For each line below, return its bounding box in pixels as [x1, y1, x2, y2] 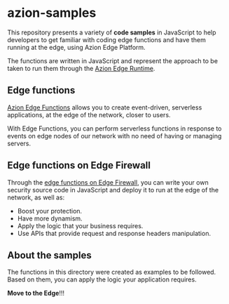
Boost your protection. [17, 206, 83, 215]
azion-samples [7, 5, 97, 21]
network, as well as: [7, 193, 65, 201]
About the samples [7, 249, 92, 261]
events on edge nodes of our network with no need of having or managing [7, 131, 222, 140]
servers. [7, 139, 32, 147]
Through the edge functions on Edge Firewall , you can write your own [7, 178, 209, 187]
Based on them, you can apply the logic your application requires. [7, 275, 197, 284]
